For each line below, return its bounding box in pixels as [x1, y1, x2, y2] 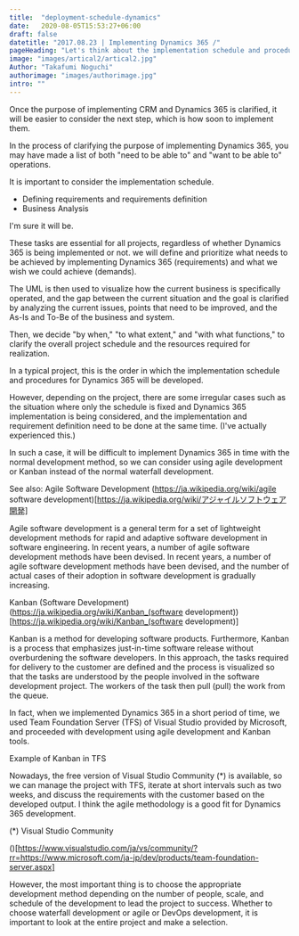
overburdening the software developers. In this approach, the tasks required [9, 652, 289, 662]
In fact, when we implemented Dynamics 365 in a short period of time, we [9, 707, 280, 718]
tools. [9, 735, 30, 746]
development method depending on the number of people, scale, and [9, 888, 264, 899]
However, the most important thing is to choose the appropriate [9, 879, 242, 890]
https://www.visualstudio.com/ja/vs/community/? [17, 842, 198, 853]
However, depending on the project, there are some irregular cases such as [9, 391, 287, 402]
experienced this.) [9, 430, 76, 440]
